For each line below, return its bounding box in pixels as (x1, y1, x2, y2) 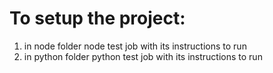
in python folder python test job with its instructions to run (23, 50, 263, 62)
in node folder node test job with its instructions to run (23, 40, 247, 52)
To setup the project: (9, 7, 186, 30)
